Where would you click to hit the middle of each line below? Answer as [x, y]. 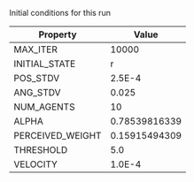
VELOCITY [35, 164]
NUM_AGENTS [44, 107]
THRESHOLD [41, 150]
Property [58, 34]
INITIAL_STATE [45, 64]
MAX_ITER [35, 49]
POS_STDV [37, 78]
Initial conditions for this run [60, 13]
